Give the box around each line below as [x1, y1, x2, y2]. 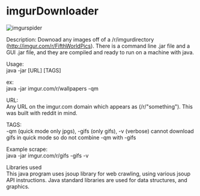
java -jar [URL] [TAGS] [6, 66, 61, 74]
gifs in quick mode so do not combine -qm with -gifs [6, 134, 136, 141]
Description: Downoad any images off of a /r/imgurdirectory [6, 36, 154, 43]
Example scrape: [6, 145, 48, 153]
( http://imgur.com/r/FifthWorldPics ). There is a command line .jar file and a [6, 42, 190, 49]
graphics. [6, 183, 30, 190]
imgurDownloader [6, 4, 99, 18]
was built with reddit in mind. [6, 109, 78, 116]
